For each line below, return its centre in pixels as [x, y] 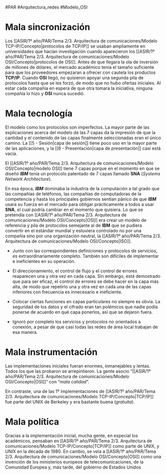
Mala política [32, 422]
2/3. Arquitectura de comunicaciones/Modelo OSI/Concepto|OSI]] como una [83, 456]
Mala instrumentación [51, 352]
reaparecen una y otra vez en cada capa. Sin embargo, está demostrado [86, 276]
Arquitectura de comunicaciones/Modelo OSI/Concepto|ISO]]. [69, 241]
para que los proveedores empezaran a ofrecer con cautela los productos [81, 72]
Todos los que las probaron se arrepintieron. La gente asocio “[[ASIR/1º [78, 371]
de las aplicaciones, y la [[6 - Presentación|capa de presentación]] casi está [83, 148]
